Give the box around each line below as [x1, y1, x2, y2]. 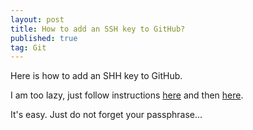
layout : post [10, 14, 65, 25]
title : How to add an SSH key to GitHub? [10, 24, 186, 34]
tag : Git [10, 42, 47, 53]
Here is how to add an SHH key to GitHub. [10, 70, 183, 82]
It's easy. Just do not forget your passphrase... [10, 109, 203, 121]
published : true [10, 33, 78, 43]
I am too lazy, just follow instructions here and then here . [10, 89, 244, 101]
